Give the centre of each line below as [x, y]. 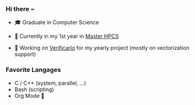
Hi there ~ [20, 9]
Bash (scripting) [34, 89]
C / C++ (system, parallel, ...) [50, 83]
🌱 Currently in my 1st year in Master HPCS [67, 36]
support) [25, 54]
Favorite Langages [33, 70]
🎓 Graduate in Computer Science [57, 22]
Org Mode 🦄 [29, 95]
